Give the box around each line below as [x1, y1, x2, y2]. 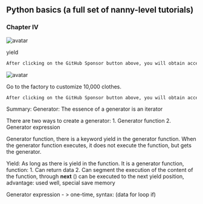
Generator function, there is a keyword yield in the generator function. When [6, 136, 196, 143]
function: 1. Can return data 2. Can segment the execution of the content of [6, 166, 193, 174]
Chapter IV [6, 23, 39, 31]
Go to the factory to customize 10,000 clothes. [6, 83, 122, 90]
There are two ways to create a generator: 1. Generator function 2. [6, 117, 171, 125]
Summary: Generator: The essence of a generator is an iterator [6, 105, 163, 113]
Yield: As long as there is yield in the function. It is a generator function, [6, 160, 184, 167]
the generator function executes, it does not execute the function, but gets [6, 142, 192, 149]
